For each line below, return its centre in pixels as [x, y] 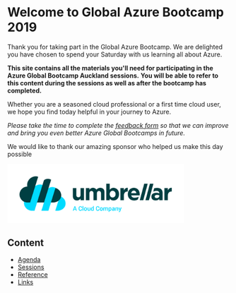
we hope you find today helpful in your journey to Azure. [89, 112]
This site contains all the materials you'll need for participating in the [110, 68]
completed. [25, 90]
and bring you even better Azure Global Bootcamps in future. [96, 133]
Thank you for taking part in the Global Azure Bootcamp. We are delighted [115, 47]
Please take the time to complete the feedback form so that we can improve [118, 125]
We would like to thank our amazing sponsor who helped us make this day [116, 146]
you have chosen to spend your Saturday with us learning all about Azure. [115, 54]
